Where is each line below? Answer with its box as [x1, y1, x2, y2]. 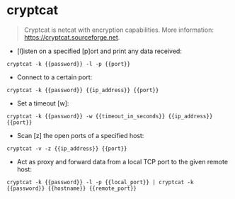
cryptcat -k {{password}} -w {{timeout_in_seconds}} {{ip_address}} [6, 113, 213, 120]
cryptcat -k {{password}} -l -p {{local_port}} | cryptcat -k [6, 178, 194, 186]
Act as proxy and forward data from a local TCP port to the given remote [16, 157, 228, 166]
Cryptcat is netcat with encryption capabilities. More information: [23, 25, 214, 34]
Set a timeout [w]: [16, 98, 69, 108]
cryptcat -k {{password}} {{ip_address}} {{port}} [6, 86, 159, 93]
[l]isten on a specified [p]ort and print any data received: [16, 47, 182, 55]
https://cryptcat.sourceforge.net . [23, 33, 120, 41]
